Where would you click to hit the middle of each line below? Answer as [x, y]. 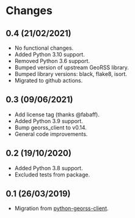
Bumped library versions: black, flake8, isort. [71, 74]
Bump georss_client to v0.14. [50, 127]
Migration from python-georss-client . [61, 208]
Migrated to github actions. [49, 81]
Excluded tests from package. [52, 175]
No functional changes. [44, 48]
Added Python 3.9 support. [49, 121]
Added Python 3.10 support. [49, 55]
